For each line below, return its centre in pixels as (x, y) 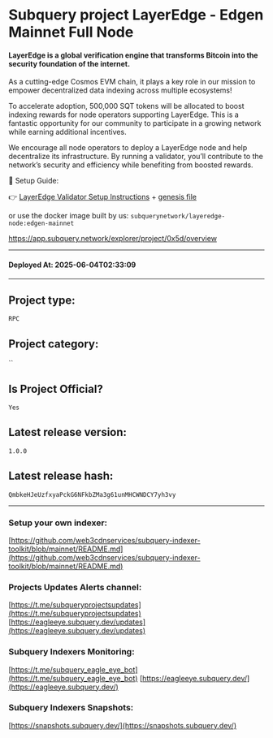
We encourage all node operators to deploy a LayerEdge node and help (128, 148)
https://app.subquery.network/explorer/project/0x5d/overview (113, 239)
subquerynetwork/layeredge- (178, 217)
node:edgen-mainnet (41, 224)
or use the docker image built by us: (69, 216)
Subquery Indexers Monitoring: (72, 652)
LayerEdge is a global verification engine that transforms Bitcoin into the (133, 55)
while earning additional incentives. (68, 132)
